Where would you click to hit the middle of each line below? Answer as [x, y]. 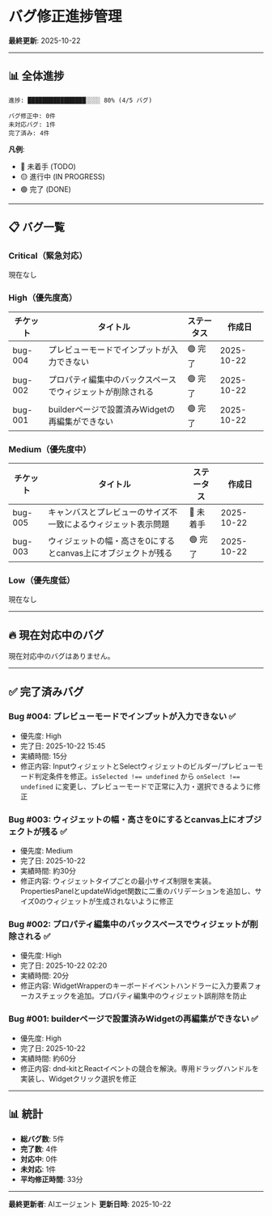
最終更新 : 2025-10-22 [45, 40]
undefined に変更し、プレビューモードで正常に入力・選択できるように [136, 786]
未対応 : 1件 [38, 1169]
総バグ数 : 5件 [42, 1138]
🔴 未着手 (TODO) [48, 166]
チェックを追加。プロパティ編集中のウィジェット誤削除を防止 [144, 996]
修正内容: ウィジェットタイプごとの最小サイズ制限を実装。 [118, 881]
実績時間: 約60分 [48, 1058]
